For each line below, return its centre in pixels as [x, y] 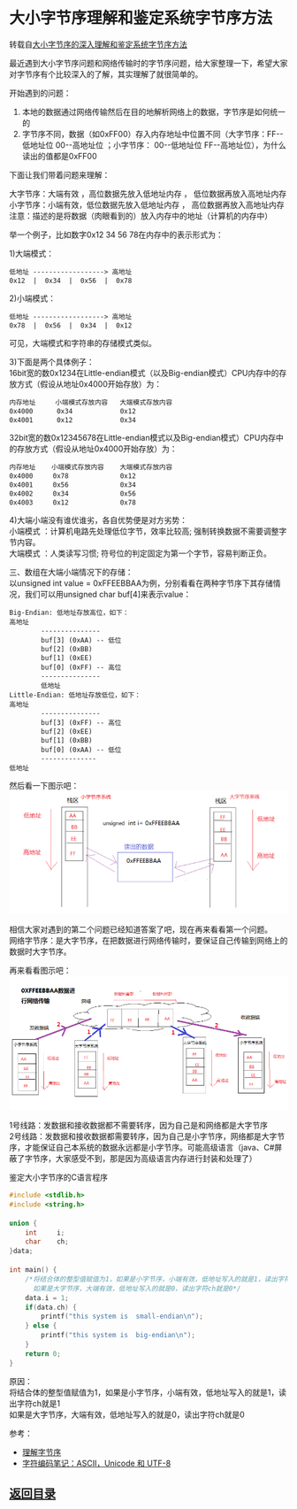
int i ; [45, 1232]
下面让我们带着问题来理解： [60, 174]
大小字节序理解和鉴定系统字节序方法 [141, 18]
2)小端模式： [32, 298]
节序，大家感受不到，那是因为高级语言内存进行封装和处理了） [145, 1159]
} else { [41, 1326]
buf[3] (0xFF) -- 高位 [81, 722]
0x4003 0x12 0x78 [73, 502]
